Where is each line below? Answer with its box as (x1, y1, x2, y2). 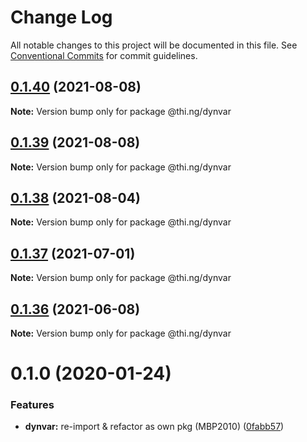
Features (10, 398, 55, 412)
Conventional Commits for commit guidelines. (10, 49, 198, 61)
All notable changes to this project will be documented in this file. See (10, 39, 298, 51)
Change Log (10, 6, 113, 29)
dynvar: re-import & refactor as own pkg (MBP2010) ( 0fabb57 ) (24, 421, 285, 433)
